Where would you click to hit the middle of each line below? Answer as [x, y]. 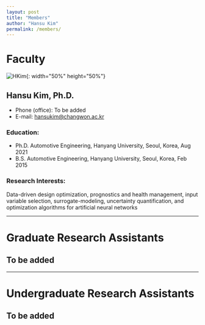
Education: [23, 132]
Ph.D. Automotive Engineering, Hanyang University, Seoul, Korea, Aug [103, 146]
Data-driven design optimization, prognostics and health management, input [102, 194]
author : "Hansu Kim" [33, 23]
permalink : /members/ [34, 29]
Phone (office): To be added [51, 110]
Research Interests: [36, 181]
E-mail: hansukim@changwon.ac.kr [60, 116]
